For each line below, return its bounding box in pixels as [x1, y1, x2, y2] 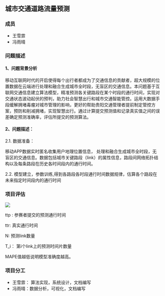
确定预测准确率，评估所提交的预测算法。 [9, 114, 91, 120]
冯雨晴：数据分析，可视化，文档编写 [12, 285, 86, 291]
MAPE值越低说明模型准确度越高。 [5, 254, 74, 260]
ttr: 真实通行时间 [5, 222, 38, 228]
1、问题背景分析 [5, 65, 38, 71]
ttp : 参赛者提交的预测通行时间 [5, 212, 66, 218]
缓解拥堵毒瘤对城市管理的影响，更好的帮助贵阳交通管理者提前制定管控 [9, 102, 151, 108]
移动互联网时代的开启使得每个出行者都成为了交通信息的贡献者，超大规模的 [5, 77, 156, 83]
